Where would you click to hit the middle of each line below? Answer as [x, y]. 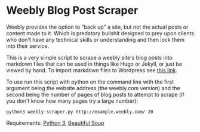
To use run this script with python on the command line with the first [90, 82]
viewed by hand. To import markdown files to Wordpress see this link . [92, 70]
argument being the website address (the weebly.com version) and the [93, 88]
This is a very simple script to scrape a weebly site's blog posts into [90, 57]
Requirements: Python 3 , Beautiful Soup [55, 122]
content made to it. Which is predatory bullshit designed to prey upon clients [100, 33]
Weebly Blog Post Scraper [72, 10]
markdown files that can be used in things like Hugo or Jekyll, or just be [94, 64]
